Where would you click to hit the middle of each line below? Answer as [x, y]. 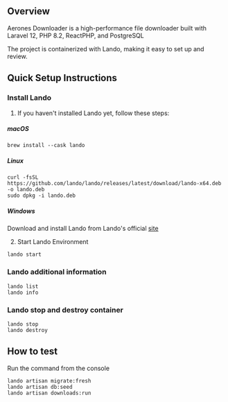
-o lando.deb [26, 190]
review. [17, 56]
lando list [23, 286]
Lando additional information [57, 272]
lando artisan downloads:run [49, 393]
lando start [24, 255]
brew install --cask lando [46, 146]
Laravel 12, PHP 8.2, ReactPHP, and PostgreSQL [76, 35]
